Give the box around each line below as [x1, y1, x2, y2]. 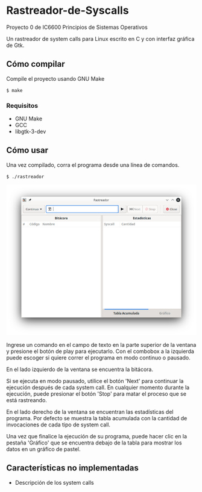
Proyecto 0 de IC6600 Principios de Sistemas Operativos [6, 23, 148, 31]
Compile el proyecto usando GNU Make [6, 75, 105, 82]
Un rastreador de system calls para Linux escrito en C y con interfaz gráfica [6, 35, 195, 42]
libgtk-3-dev [14, 128, 46, 135]
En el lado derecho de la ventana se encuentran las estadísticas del [6, 408, 174, 416]
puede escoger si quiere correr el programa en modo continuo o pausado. [6, 354, 191, 361]
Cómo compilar [6, 59, 65, 69]
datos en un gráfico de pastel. [6, 446, 81, 453]
